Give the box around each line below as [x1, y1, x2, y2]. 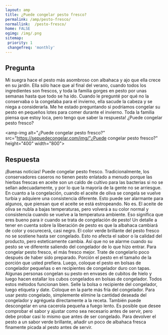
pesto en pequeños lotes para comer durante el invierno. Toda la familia [5, 109, 155, 115]
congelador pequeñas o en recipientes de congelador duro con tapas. [5, 265, 151, 271]
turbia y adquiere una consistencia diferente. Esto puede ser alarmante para [5, 196, 163, 202]
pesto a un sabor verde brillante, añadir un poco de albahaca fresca [5, 319, 146, 325]
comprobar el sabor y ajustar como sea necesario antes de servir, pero [5, 308, 153, 314]
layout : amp [5, 7, 30, 13]
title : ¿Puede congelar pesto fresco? [5, 12, 87, 17]
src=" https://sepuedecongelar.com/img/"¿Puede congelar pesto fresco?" [5, 135, 158, 141]
